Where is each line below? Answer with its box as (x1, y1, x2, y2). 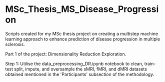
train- (144, 60, 156, 66)
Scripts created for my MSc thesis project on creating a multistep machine (5, 30, 158, 36)
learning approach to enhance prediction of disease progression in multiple (5, 36, 160, 42)
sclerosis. (5, 41, 25, 47)
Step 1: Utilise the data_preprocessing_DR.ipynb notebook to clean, (5, 60, 143, 66)
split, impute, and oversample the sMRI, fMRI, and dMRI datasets (14, 66, 147, 72)
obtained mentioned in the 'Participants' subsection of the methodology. (5, 71, 154, 77)
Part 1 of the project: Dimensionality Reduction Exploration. (5, 51, 126, 57)
